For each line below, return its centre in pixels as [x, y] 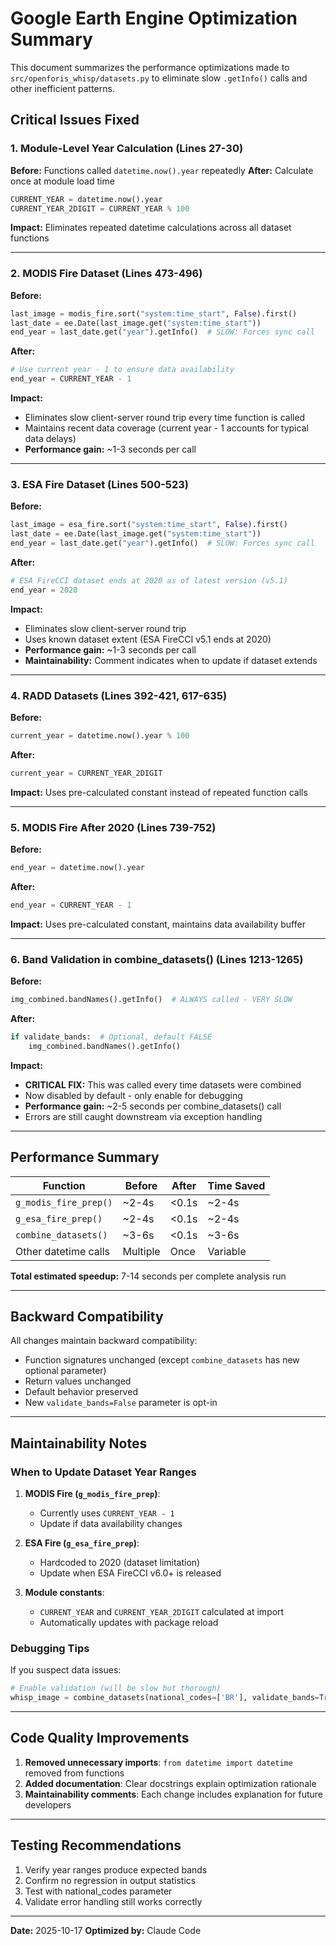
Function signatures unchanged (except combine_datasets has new [162, 1360]
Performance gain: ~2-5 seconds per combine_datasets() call [153, 1106]
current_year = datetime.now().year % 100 [100, 736]
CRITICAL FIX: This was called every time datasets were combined [163, 1084]
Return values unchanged [78, 1381]
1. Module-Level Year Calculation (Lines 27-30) [127, 149]
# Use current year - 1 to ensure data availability [122, 370]
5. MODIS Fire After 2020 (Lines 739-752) [113, 827]
